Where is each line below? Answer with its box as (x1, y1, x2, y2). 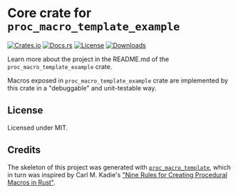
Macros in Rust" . (7, 178, 56, 187)
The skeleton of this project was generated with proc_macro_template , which (7, 162, 232, 172)
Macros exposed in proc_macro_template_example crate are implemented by (7, 76, 229, 85)
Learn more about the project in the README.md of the (7, 55, 170, 63)
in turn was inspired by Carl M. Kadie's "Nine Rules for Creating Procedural (7, 170, 228, 179)
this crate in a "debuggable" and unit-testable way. (7, 83, 157, 92)
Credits (7, 144, 41, 156)
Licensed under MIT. (7, 123, 68, 132)
